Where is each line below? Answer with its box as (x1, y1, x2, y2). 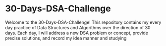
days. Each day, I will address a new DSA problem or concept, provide (5, 30, 149, 36)
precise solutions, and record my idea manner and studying (5, 35, 127, 41)
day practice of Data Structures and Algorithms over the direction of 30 (5, 24, 151, 30)
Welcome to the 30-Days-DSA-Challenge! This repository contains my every (5, 19, 162, 25)
